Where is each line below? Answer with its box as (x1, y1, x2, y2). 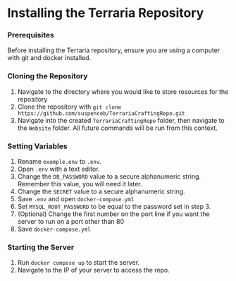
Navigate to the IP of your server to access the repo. (17, 266, 170, 275)
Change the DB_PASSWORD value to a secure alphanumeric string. (17, 172, 201, 181)
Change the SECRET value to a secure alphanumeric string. (17, 187, 185, 196)
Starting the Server (7, 242, 75, 252)
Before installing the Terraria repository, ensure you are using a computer (7, 46, 221, 54)
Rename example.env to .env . (17, 157, 102, 166)
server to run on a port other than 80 (17, 217, 125, 226)
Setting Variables (7, 141, 68, 151)
